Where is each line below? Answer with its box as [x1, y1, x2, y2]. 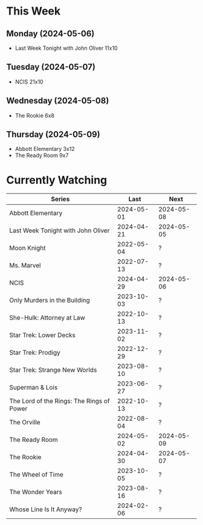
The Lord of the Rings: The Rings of [9, 397, 110, 406]
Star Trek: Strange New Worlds [9, 366, 97, 374]
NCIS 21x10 [14, 78, 43, 85]
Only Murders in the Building [9, 296, 91, 304]
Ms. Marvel [9, 261, 41, 270]
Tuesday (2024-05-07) [6, 62, 95, 72]
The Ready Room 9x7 [14, 152, 69, 159]
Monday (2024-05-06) [6, 28, 95, 39]
